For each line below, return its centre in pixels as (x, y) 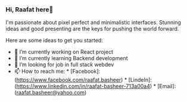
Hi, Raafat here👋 (29, 10)
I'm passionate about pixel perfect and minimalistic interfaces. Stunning (93, 23)
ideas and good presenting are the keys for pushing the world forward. (92, 29)
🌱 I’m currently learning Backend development (71, 58)
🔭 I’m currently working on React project (64, 52)
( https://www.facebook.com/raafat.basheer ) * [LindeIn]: (83, 80)
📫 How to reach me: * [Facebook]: (57, 72)
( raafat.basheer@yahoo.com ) (50, 92)
